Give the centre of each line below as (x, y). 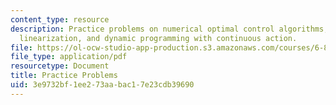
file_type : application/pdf (69, 57)
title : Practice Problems (64, 76)
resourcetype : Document (60, 66)
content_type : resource (60, 19)
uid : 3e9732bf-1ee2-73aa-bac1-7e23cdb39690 (102, 85)
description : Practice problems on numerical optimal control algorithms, (169, 29)
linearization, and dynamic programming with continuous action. (158, 38)
